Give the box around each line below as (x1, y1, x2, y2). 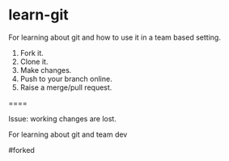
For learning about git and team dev (8, 129, 128, 139)
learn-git (8, 6, 69, 24)
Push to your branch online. (19, 74, 112, 83)
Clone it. (19, 57, 49, 66)
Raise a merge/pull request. (19, 83, 112, 92)
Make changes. (19, 65, 72, 74)
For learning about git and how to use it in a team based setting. (8, 32, 221, 42)
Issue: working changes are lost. (8, 113, 117, 123)
